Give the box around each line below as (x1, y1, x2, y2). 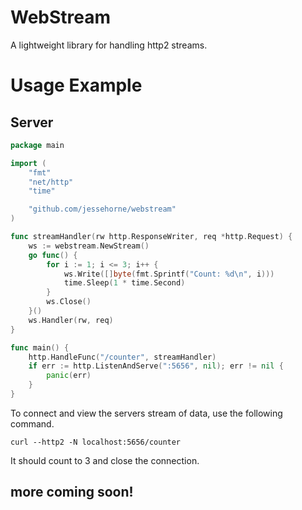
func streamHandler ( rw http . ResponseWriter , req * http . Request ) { (10, 232, 293, 242)
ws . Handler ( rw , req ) (28, 315, 114, 325)
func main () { (10, 342, 70, 353)
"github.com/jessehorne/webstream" (28, 204, 177, 215)
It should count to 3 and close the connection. (10, 454, 200, 466)
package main (10, 140, 65, 150)
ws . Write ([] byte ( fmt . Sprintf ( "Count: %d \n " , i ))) (63, 269, 275, 279)
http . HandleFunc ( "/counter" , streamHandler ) (28, 352, 217, 362)
